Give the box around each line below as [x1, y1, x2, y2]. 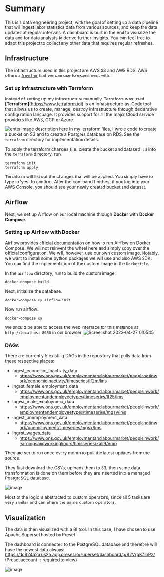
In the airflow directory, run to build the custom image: [5, 270, 116, 276]
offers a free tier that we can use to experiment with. [5, 72, 111, 78]
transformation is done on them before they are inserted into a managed [5, 470, 150, 476]
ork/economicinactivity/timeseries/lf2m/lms [19, 378, 107, 384]
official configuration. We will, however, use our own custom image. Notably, [5, 251, 159, 256]
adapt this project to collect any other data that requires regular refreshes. [5, 40, 154, 46]
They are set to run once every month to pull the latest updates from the [5, 450, 150, 456]
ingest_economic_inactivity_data [12, 368, 77, 374]
